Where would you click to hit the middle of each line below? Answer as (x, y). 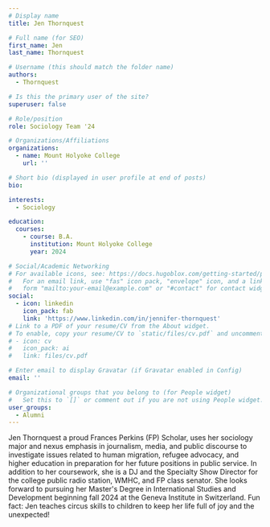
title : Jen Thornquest (46, 23)
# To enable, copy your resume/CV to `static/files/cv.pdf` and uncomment (136, 333)
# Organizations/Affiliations (59, 141)
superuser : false (37, 104)
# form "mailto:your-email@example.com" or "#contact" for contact (127, 289)
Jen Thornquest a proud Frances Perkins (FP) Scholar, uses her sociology (131, 438)
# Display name (34, 16)
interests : (27, 200)
